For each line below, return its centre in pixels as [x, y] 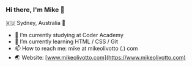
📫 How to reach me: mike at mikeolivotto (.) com [76, 49]
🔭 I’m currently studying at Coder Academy [69, 35]
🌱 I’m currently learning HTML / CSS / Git [66, 41]
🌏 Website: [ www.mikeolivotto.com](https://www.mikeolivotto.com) [100, 58]
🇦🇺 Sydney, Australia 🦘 [36, 23]
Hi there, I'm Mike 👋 [35, 10]
